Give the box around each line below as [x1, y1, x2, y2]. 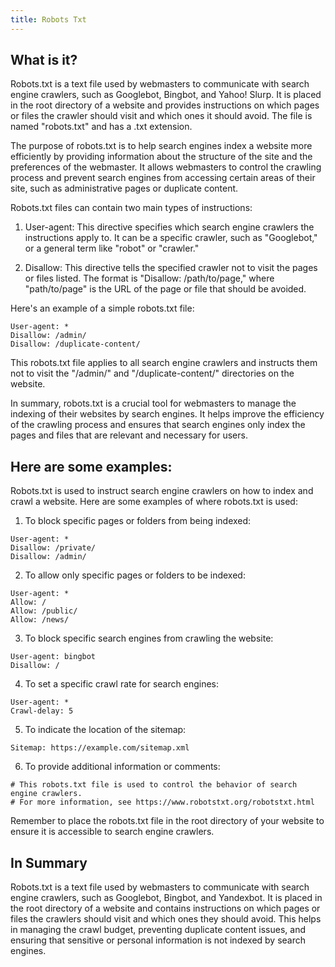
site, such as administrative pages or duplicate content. [10, 182, 239, 195]
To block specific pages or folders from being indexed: [24, 515, 252, 527]
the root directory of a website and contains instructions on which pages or [10, 902, 321, 915]
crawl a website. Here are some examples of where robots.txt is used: [10, 496, 298, 508]
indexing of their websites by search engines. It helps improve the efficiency [10, 408, 325, 420]
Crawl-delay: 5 [10, 706, 74, 716]
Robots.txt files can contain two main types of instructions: [10, 202, 253, 214]
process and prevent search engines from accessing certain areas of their [10, 172, 316, 184]
